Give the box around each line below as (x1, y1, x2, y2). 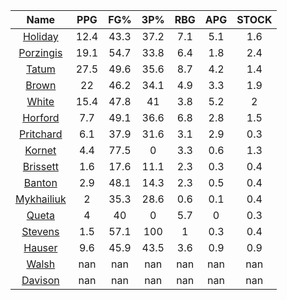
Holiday (22, 30, 59, 43)
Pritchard (19, 127, 63, 141)
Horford (22, 111, 60, 124)
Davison (21, 274, 60, 287)
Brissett (22, 160, 59, 173)
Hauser (23, 241, 58, 254)
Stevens (21, 225, 60, 238)
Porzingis (18, 46, 63, 59)
